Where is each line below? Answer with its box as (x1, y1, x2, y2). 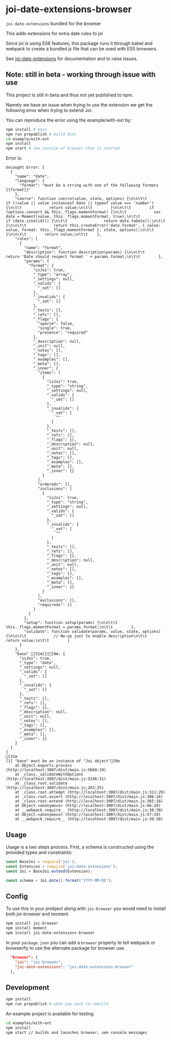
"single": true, (38, 325, 72, 331)
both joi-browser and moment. (6, 911, 70, 917)
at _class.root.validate (15, 781, 68, 786)
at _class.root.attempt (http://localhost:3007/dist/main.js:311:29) (15, 790, 166, 795)
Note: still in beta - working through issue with (6, 70, 156, 79)
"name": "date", (15, 174, 50, 179)
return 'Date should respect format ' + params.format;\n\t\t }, (6, 254, 163, 260)
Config (6, 892, 28, 901)
